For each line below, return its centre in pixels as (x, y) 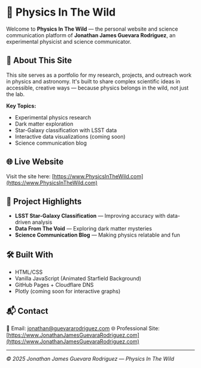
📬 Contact (27, 311)
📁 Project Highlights (44, 201)
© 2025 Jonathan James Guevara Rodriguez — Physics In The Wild (90, 359)
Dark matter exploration (44, 124)
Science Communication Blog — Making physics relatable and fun (98, 235)
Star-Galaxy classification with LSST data (66, 130)
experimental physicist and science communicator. (69, 41)
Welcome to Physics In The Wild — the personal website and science (92, 29)
